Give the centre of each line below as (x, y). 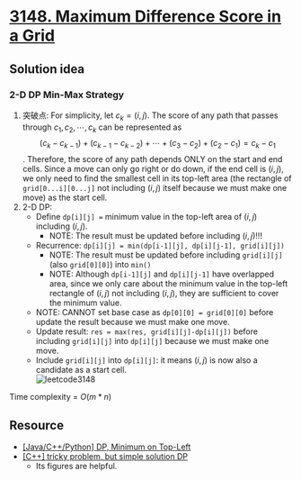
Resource (37, 425)
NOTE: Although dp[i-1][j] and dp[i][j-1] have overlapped (162, 274)
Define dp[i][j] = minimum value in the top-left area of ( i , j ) (146, 217)
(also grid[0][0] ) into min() (100, 265)
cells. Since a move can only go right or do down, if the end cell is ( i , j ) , (153, 169)
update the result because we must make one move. (133, 322)
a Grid (32, 36)
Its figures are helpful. (76, 466)
